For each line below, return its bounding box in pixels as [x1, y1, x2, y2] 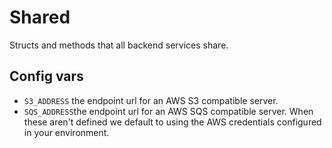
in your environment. [23, 126, 110, 138]
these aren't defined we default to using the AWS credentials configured [23, 116, 322, 128]
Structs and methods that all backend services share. [9, 39, 229, 51]
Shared [9, 6, 71, 29]
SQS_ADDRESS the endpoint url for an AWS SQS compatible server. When [23, 105, 314, 117]
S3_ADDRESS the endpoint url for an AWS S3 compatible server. [23, 94, 279, 106]
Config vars [9, 68, 84, 85]
